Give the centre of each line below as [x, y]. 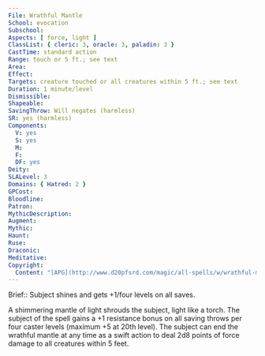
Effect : [21, 74]
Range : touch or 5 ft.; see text [63, 60]
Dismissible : [30, 96]
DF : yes [28, 163]
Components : [28, 126]
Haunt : [19, 236]
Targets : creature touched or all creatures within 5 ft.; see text [123, 81]
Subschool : [26, 30]
